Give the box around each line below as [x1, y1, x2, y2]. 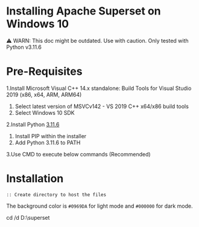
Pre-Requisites [6, 65, 83, 78]
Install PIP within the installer [14, 132, 87, 139]
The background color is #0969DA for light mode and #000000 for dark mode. [6, 202, 193, 209]
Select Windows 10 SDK [14, 109, 75, 116]
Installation [6, 172, 64, 185]
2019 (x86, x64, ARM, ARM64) [6, 91, 82, 98]
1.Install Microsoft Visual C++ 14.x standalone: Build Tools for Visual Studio [6, 85, 192, 92]
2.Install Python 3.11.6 [6, 121, 60, 128]
